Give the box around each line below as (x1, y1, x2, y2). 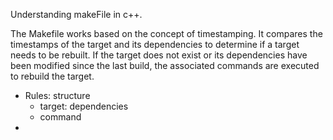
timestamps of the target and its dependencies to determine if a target (10, 39, 300, 50)
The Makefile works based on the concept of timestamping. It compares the (10, 28, 323, 39)
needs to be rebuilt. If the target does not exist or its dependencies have (10, 49, 308, 61)
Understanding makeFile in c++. (10, 9, 143, 20)
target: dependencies (39, 100, 129, 112)
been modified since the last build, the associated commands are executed (10, 60, 320, 71)
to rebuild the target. (10, 70, 95, 82)
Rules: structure (24, 90, 91, 101)
